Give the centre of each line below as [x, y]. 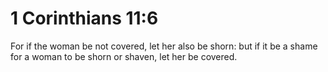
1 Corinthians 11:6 [84, 18]
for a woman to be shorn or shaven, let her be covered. [124, 56]
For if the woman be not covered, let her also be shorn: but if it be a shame [164, 46]
